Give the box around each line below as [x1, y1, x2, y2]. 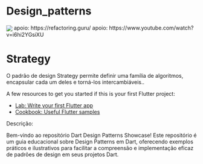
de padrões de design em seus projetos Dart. [6, 151, 119, 158]
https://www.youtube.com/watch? [109, 24, 194, 31]
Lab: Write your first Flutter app [14, 102, 94, 109]
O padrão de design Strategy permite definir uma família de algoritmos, [6, 72, 184, 80]
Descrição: [6, 120, 33, 127]
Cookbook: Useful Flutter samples [14, 109, 100, 116]
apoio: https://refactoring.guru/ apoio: [13, 24, 108, 31]
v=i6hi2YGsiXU [6, 31, 44, 39]
